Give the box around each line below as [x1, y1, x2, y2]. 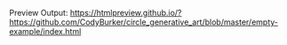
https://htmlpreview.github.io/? [69, 8, 182, 18]
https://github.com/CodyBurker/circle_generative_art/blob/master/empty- [9, 17, 278, 27]
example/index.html [9, 26, 82, 36]
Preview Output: [9, 8, 68, 18]
